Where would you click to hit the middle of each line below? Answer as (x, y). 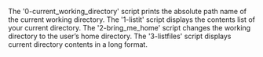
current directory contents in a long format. (78, 45)
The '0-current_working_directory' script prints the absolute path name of (128, 11)
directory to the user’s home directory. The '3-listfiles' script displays (120, 36)
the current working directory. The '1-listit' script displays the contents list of (131, 20)
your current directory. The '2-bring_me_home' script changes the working (130, 28)
